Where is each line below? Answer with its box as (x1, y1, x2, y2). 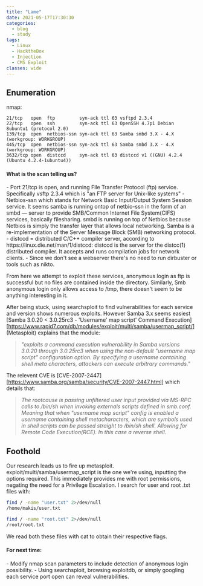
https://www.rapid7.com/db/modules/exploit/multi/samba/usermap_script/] (8, 323, 195, 330)
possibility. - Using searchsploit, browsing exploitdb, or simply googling (6, 566, 184, 573)
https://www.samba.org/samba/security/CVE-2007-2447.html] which (8, 379, 180, 386)
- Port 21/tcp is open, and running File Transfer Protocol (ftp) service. (6, 184, 178, 191)
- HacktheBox (11, 48, 45, 54)
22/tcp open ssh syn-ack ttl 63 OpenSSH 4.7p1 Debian (6, 120, 174, 127)
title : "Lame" (6, 8, 42, 15)
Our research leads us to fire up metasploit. (6, 462, 115, 469)
